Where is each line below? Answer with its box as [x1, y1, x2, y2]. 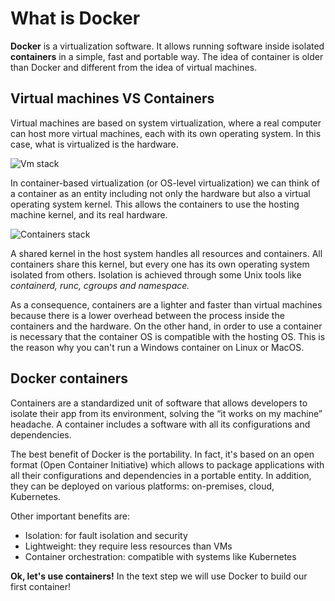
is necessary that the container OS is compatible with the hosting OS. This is [10, 330, 326, 342]
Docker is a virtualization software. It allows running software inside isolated [10, 40, 325, 52]
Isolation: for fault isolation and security [24, 529, 188, 541]
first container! [10, 580, 72, 592]
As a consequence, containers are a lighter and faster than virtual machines [10, 298, 323, 311]
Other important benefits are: [10, 510, 130, 522]
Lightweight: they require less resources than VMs [24, 540, 233, 552]
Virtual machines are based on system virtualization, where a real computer [10, 117, 322, 129]
